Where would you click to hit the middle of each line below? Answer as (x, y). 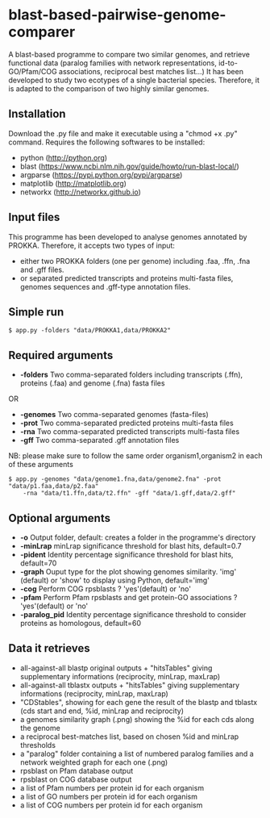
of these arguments (41, 465)
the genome (40, 728)
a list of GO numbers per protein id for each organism (109, 796)
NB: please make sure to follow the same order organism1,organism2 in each (135, 456)
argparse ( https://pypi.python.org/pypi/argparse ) (101, 174)
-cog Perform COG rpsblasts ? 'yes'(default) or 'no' (106, 589)
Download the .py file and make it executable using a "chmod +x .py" (123, 133)
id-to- (228, 63)
